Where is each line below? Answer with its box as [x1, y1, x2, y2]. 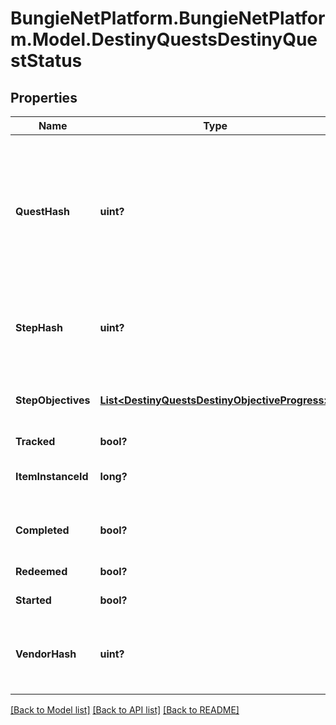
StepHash [15, 321, 63, 334]
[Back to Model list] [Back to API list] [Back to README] [10, 704, 240, 716]
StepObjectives [15, 393, 91, 407]
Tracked [15, 435, 56, 448]
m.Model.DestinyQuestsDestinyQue [10, 28, 318, 51]
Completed [15, 523, 70, 537]
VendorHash [15, 647, 77, 661]
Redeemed [15, 565, 68, 578]
